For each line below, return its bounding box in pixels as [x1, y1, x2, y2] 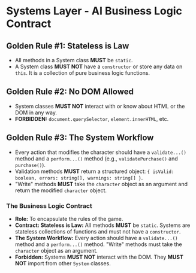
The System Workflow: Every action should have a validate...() [14, 234, 178, 241]
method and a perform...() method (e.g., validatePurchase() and [14, 154, 178, 162]
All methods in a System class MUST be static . [14, 57, 133, 63]
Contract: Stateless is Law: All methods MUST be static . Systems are [14, 222, 191, 229]
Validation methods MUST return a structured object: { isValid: [14, 168, 174, 175]
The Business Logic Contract [6, 202, 92, 210]
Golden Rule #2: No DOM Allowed [6, 87, 134, 97]
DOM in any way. [14, 109, 57, 116]
